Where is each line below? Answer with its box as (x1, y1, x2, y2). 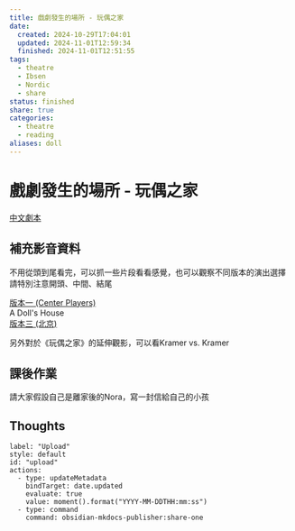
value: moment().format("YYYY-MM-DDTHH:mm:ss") (25, 498, 207, 507)
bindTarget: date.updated (25, 481, 124, 491)
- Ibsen (17, 72, 47, 81)
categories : (9, 114, 54, 123)
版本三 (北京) (9, 317, 58, 329)
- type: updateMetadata (17, 474, 106, 483)
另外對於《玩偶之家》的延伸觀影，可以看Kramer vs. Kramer (9, 337, 230, 348)
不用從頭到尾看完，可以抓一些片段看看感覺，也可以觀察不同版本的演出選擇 (9, 267, 286, 278)
